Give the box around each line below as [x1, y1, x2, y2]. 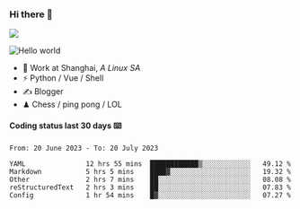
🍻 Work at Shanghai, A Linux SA [22, 63, 141, 74]
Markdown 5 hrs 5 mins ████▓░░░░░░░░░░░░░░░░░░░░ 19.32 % [9, 167, 292, 176]
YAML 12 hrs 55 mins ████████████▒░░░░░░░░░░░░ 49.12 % [9, 159, 292, 169]
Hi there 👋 [9, 8, 54, 21]
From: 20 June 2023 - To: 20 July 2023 [9, 144, 159, 152]
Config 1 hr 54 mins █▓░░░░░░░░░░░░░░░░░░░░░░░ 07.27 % [9, 190, 292, 200]
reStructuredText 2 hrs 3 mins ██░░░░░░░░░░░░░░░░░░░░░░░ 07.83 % [9, 183, 292, 192]
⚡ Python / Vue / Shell [22, 73, 104, 83]
